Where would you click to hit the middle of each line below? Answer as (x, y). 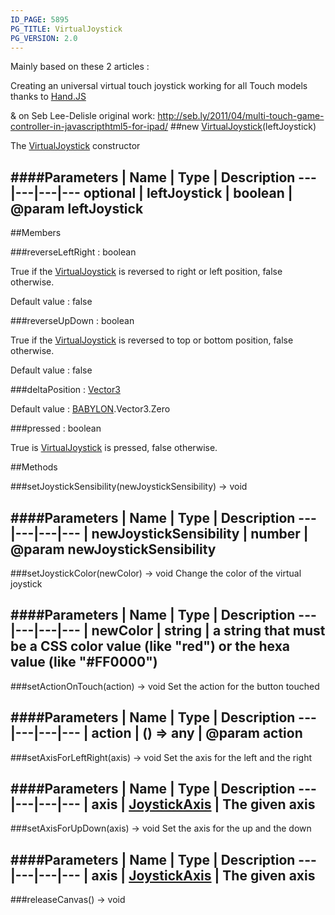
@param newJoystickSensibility (113, 549)
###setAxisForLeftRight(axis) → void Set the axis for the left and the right (161, 757)
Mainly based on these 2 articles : (80, 67)
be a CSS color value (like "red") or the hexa (150, 646)
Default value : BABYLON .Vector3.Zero (90, 409)
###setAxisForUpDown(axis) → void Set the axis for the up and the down (161, 828)
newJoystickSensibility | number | (200, 533)
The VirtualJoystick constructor (75, 146)
